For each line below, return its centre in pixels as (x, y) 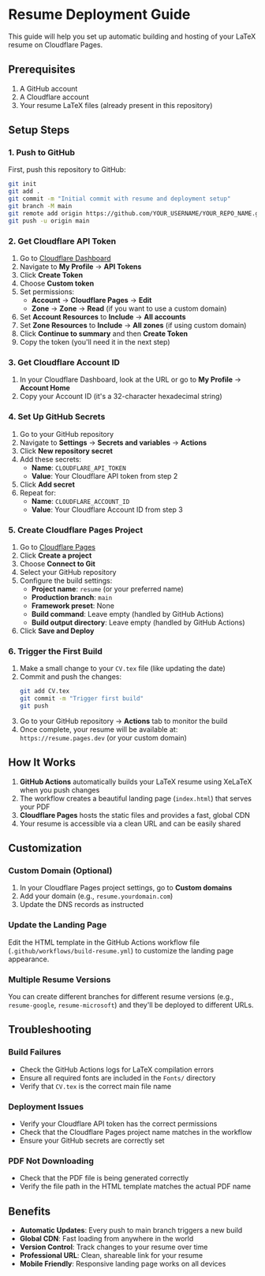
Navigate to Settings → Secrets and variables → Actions (113, 442)
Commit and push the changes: (71, 677)
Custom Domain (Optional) (60, 871)
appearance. (29, 959)
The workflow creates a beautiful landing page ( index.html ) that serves (136, 798)
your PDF (35, 807)
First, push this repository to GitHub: (67, 170)
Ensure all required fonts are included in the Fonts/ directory (118, 1077)
